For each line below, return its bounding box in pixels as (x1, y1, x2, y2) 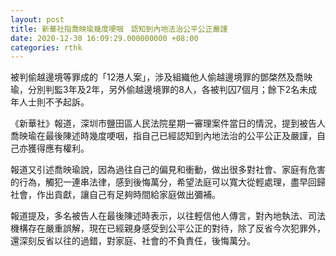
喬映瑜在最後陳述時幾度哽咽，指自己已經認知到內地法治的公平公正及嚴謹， (10, 130, 317, 142)
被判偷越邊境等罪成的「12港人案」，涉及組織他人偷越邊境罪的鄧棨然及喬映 (10, 71, 313, 83)
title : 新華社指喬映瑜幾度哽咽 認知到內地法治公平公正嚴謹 (10, 24, 228, 34)
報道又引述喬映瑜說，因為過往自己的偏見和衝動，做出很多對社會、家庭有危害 (10, 164, 326, 176)
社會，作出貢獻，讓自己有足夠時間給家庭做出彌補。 (10, 189, 221, 201)
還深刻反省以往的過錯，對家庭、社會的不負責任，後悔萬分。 (10, 235, 256, 247)
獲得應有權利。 (27, 142, 90, 155)
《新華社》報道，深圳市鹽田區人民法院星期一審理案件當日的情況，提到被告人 (10, 117, 326, 130)
